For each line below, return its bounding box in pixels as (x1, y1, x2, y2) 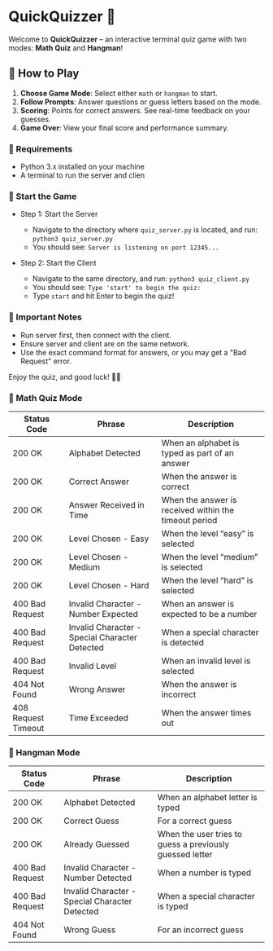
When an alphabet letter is (157, 792, 258, 804)
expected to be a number (161, 608, 258, 619)
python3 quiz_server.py (32, 236, 114, 244)
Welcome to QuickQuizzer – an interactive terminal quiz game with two (8, 34, 248, 44)
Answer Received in (68, 499, 145, 510)
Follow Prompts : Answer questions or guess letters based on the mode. (19, 97, 262, 107)
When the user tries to (157, 829, 242, 840)
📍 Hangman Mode (8, 746, 80, 758)
